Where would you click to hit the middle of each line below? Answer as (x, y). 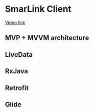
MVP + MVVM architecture (47, 38)
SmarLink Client (38, 9)
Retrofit (17, 88)
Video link (15, 22)
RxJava (17, 71)
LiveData (19, 55)
